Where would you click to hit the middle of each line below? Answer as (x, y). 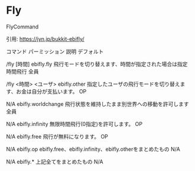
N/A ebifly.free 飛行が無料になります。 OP (57, 136)
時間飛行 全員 (22, 71)
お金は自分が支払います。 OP (51, 91)
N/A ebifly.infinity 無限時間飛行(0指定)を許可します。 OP (74, 124)
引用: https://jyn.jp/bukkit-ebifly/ (45, 38)
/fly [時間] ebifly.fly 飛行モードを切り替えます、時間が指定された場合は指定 (97, 64)
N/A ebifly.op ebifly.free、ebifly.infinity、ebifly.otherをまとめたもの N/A (93, 149)
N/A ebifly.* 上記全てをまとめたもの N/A (55, 162)
